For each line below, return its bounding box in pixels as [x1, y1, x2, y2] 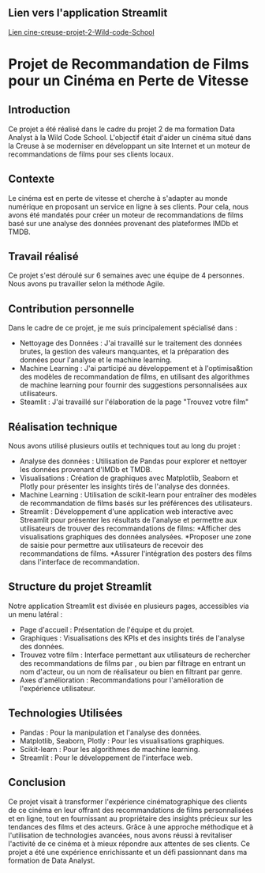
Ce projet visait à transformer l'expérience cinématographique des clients [8, 796, 248, 806]
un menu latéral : [8, 609, 63, 619]
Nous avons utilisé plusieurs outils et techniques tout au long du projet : [8, 441, 241, 451]
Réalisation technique [8, 420, 118, 433]
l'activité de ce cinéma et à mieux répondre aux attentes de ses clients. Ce [8, 838, 251, 848]
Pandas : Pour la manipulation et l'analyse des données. [19, 727, 202, 737]
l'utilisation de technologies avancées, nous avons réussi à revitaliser [8, 830, 233, 840]
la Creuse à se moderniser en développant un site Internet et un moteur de [8, 141, 251, 150]
